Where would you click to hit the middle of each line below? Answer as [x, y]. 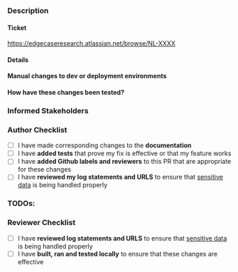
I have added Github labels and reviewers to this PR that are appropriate [124, 162]
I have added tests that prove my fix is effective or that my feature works [124, 153]
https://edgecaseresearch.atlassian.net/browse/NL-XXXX [91, 43]
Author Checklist [37, 130]
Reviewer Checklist [42, 223]
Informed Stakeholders [48, 110]
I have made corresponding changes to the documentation [104, 145]
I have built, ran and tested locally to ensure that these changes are [118, 253]
